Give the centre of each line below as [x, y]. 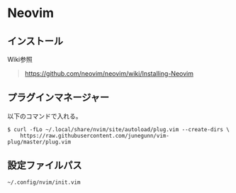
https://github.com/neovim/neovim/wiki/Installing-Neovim [109, 73]
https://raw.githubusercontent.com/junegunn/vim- [95, 136]
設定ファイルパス [45, 166]
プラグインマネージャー [58, 98]
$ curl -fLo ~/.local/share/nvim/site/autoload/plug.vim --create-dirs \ [119, 129]
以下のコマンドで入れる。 [45, 116]
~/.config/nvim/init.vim [44, 182]
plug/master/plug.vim [39, 142]
